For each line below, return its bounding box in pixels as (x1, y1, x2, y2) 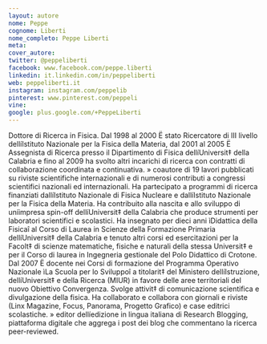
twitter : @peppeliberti (8, 57, 88, 65)
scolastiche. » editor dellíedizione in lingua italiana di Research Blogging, (8, 310, 249, 319)
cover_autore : (8, 49, 56, 57)
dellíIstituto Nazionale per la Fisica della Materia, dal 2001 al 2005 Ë (8, 140, 231, 148)
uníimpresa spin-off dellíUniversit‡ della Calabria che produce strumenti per (8, 208, 259, 217)
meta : (8, 42, 26, 50)
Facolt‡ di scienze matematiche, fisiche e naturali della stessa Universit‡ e (8, 241, 253, 251)
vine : (8, 101, 26, 109)
